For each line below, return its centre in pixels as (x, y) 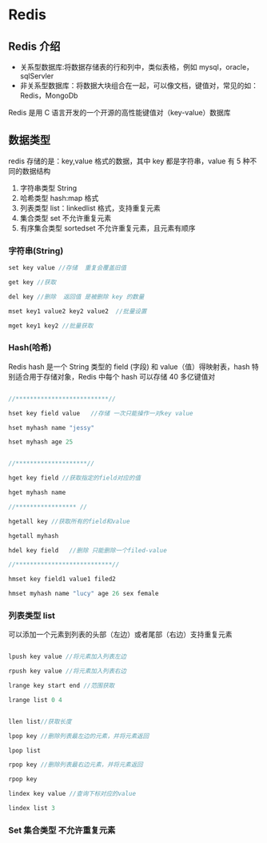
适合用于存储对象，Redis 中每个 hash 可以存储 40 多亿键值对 (115, 376)
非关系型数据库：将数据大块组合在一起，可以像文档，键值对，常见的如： (139, 85)
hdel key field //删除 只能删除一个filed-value (88, 550)
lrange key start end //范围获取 (62, 686)
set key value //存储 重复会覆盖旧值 (67, 268)
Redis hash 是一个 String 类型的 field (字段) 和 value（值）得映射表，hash (129, 367)
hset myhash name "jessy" (51, 428)
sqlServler (37, 76)
